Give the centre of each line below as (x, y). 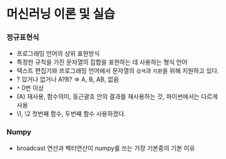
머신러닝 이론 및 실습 (61, 14)
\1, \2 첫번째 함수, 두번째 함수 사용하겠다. (71, 114)
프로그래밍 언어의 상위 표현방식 (58, 54)
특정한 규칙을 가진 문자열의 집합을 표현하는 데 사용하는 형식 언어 (102, 62)
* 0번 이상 (30, 88)
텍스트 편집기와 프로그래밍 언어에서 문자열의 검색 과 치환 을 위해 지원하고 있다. (118, 71)
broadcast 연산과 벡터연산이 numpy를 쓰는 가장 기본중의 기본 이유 (106, 148)
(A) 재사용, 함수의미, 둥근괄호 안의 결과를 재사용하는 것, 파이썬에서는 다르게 (117, 96)
